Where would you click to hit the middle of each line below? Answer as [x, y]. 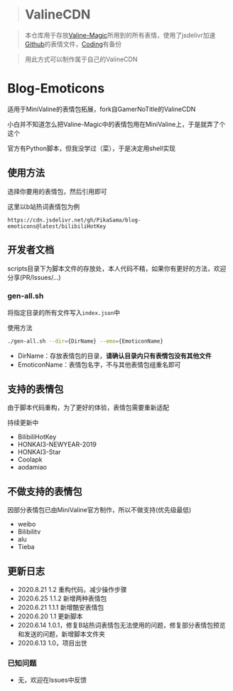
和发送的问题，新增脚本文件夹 [61, 634]
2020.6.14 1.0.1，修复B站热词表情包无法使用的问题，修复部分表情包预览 [121, 625]
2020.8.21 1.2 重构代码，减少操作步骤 [72, 590]
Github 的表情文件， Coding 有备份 [73, 44]
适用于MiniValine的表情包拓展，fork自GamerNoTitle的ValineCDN [102, 109]
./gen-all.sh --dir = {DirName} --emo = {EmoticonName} [85, 341]
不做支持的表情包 [45, 491]
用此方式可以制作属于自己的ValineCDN [81, 59]
